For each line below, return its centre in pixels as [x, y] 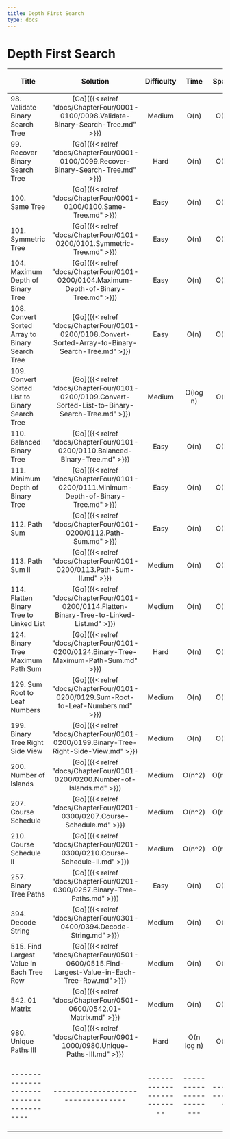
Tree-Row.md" [88, 981]
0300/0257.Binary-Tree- [95, 890]
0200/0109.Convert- [95, 397]
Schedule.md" [88, 825]
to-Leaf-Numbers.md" [95, 706]
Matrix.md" [88, 1018]
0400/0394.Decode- [95, 927]
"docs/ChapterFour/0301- [95, 918]
